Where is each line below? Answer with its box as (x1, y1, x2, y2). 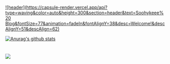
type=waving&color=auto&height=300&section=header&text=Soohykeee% (5, 10, 164, 16)
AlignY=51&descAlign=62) (5, 26, 60, 32)
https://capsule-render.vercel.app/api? (26, 5, 108, 10)
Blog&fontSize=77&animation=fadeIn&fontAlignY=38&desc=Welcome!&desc (5, 20, 165, 26)
